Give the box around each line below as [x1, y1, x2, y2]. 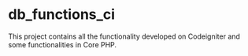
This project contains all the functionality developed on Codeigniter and [8, 32, 240, 41]
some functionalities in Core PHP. [8, 39, 117, 49]
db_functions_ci [8, 6, 116, 24]
